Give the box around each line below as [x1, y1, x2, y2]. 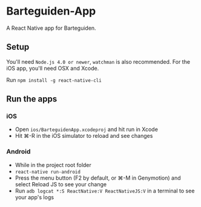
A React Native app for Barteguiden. [6, 24, 96, 32]
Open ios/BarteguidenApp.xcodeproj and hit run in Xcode [15, 126, 159, 133]
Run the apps [6, 94, 58, 104]
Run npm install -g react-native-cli [6, 76, 102, 83]
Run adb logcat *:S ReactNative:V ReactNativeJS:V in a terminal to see [15, 187, 195, 194]
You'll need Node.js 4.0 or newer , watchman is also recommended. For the [6, 58, 191, 65]
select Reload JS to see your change [15, 180, 107, 188]
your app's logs [15, 193, 54, 201]
